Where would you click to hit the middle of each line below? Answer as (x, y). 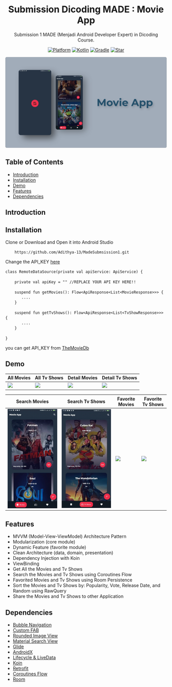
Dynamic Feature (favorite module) (49, 548)
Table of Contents (35, 162)
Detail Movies (83, 378)
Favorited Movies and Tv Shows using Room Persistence (72, 580)
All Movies (19, 378)
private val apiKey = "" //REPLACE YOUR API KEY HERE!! (76, 282)
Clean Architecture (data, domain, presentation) (63, 553)
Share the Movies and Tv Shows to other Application (68, 596)
